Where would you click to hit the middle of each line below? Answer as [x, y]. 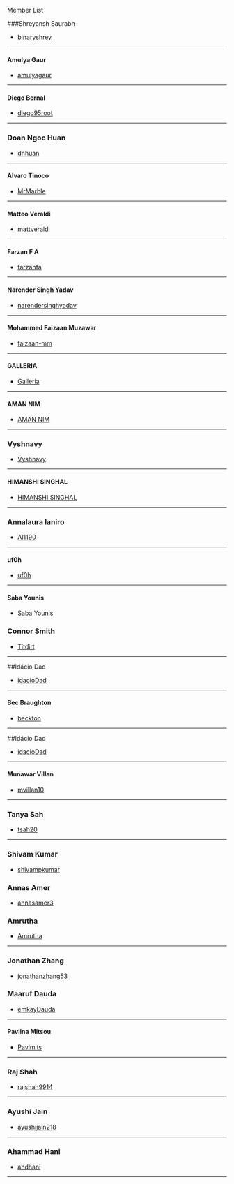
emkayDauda [36, 1009]
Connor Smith [31, 631]
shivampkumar [39, 869]
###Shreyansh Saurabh [41, 23]
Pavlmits [30, 1047]
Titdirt [26, 646]
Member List [25, 10]
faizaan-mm [34, 343]
